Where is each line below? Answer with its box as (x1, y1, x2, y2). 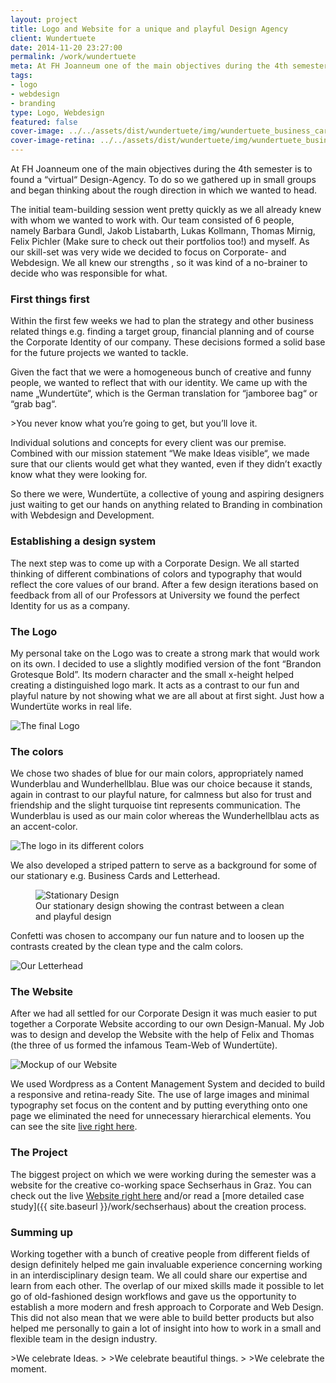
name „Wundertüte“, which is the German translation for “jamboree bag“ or (10, 387, 318, 400)
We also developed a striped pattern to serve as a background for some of (10, 859, 318, 871)
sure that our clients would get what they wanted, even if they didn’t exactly (10, 458, 323, 470)
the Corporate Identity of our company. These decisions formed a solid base (10, 336, 326, 348)
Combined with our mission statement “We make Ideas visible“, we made (10, 447, 310, 460)
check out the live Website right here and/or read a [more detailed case (10, 1189, 305, 1201)
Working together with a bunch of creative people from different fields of (10, 1248, 310, 1260)
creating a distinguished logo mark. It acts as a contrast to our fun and (10, 679, 300, 691)
